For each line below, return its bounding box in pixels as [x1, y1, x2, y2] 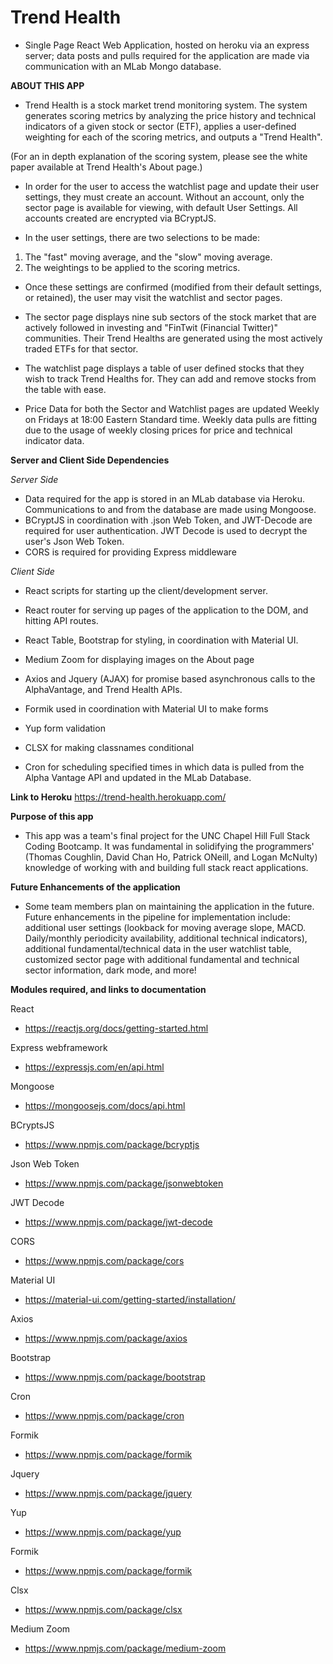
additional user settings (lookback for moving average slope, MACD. [24, 921, 307, 933]
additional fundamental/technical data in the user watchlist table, [24, 942, 292, 955]
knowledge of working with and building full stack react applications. [24, 861, 309, 873]
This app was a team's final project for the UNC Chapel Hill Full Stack [24, 829, 311, 841]
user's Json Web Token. [24, 535, 125, 547]
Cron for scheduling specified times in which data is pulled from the [24, 761, 305, 773]
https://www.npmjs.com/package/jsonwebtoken [24, 1177, 224, 1189]
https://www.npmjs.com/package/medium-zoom [24, 1642, 227, 1654]
